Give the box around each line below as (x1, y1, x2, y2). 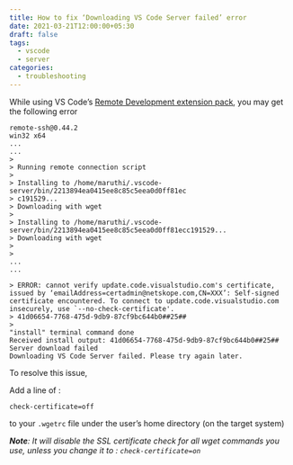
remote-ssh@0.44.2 (9, 123, 78, 132)
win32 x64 (9, 131, 47, 140)
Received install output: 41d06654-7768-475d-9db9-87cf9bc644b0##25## (9, 335, 280, 344)
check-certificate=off (9, 402, 94, 411)
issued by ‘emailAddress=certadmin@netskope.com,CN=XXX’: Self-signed (9, 289, 280, 298)
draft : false (9, 30, 58, 39)
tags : (9, 38, 30, 48)
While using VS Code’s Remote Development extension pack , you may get (9, 96, 284, 107)
